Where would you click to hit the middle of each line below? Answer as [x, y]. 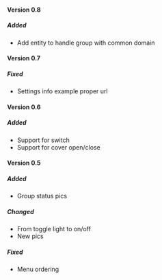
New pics [30, 236]
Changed [21, 211]
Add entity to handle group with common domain [86, 43]
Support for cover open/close [58, 147]
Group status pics [42, 196]
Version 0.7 [24, 58]
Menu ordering [38, 269]
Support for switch [43, 140]
